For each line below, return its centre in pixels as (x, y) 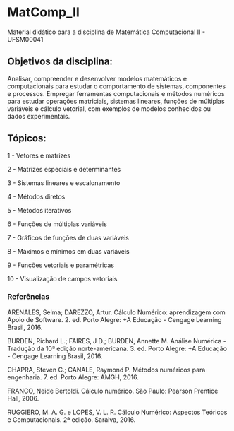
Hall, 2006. (23, 398)
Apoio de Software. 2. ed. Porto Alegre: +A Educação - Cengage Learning (115, 319)
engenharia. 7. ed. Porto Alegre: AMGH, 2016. (73, 377)
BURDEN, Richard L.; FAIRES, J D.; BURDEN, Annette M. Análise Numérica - (117, 341)
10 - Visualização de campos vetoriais (62, 278)
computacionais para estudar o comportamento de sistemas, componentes (117, 86)
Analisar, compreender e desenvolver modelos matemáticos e (97, 78)
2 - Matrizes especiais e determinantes (64, 169)
